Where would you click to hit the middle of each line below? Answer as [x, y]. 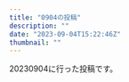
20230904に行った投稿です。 [64, 69]
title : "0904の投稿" [45, 17]
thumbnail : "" [36, 42]
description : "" [39, 26]
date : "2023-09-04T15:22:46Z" [65, 34]
